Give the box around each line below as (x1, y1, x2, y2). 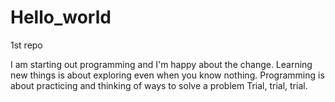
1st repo (10, 39, 43, 51)
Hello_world (10, 6, 112, 29)
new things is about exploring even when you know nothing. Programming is (10, 69, 325, 81)
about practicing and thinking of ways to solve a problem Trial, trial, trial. (10, 79, 308, 91)
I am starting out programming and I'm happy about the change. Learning (10, 58, 313, 70)
